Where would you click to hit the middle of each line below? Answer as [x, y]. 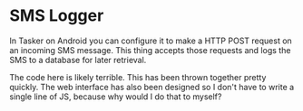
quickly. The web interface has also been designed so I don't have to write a [152, 87]
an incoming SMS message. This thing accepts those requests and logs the [150, 50]
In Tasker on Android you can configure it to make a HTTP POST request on [151, 41]
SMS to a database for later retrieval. [78, 60]
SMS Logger [57, 16]
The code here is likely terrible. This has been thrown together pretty [138, 77]
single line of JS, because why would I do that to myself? [116, 97]
